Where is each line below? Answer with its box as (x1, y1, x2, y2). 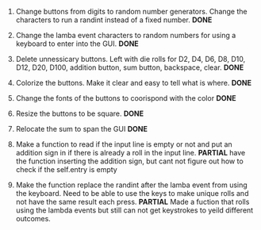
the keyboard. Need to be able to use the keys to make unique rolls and (15, 189, 249, 197)
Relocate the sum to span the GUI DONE (15, 125, 148, 133)
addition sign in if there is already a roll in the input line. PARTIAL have (15, 148, 246, 157)
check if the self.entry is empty (15, 165, 117, 174)
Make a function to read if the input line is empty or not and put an (15, 140, 232, 149)
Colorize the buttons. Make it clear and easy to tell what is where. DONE (15, 79, 252, 87)
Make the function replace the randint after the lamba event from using (15, 180, 248, 190)
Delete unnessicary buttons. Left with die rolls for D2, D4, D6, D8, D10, (15, 55, 246, 63)
